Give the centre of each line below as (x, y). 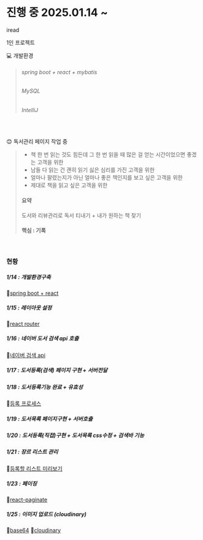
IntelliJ (30, 110)
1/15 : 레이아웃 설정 (29, 308)
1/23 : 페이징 (22, 484)
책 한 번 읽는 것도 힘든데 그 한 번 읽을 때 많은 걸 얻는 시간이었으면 (108, 154)
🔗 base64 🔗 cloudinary (34, 530)
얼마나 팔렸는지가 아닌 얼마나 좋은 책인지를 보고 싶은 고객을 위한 (106, 178)
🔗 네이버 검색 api (26, 355)
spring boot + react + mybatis (59, 72)
